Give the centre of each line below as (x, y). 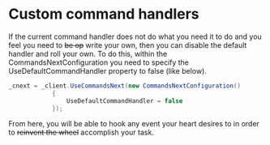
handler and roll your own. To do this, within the (88, 53)
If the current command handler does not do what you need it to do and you (135, 36)
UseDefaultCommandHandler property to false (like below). (107, 70)
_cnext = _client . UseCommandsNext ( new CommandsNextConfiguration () (125, 86)
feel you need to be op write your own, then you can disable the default (128, 45)
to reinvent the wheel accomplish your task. (81, 132)
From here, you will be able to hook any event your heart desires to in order (134, 124)
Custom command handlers (104, 14)
